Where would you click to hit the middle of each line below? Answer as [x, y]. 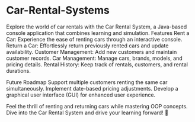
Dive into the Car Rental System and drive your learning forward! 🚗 [87, 113]
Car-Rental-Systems [58, 10]
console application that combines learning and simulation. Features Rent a [98, 33]
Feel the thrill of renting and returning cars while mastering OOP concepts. [97, 106]
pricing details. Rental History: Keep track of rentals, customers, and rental [97, 64]
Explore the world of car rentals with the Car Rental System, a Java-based [97, 27]
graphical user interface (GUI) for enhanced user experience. [81, 95]
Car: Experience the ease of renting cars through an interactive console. [94, 39]
